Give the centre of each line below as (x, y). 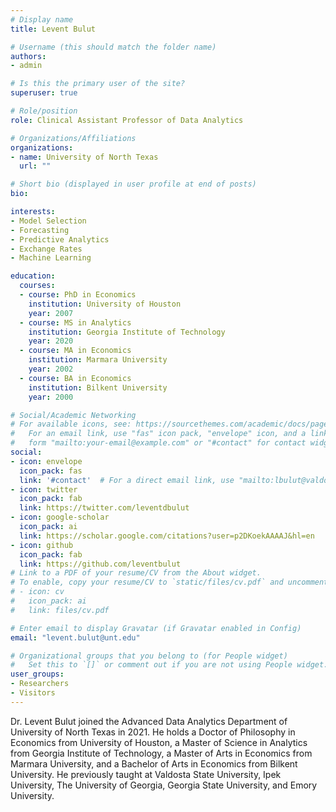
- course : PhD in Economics (78, 295)
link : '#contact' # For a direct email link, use (127, 480)
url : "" (35, 166)
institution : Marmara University (98, 360)
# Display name (42, 19)
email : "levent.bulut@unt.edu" (75, 637)
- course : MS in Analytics (75, 322)
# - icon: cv (37, 592)
